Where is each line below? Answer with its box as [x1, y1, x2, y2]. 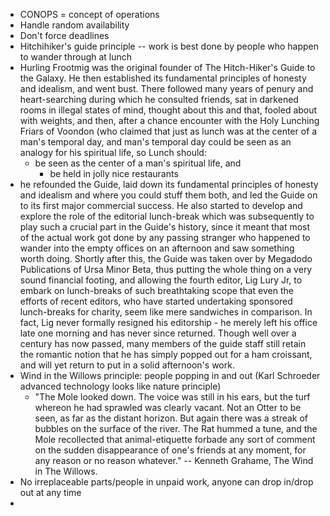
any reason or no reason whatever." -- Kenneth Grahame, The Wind [34, 455, 314, 466]
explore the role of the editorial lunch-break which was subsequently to [19, 210, 315, 222]
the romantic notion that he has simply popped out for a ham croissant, [19, 349, 313, 360]
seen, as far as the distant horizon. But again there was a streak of [34, 412, 309, 424]
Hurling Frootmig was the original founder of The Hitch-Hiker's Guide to [19, 62, 316, 73]
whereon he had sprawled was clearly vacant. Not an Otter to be [34, 402, 302, 413]
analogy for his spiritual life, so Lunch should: [19, 147, 207, 158]
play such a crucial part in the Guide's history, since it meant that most [19, 221, 311, 233]
